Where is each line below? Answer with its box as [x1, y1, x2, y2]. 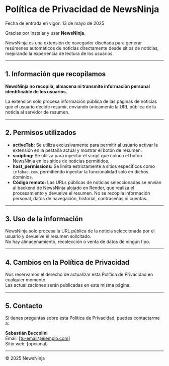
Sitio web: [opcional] [5, 341, 48, 346]
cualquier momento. [5, 277, 47, 283]
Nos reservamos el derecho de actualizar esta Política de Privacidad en [5, 271, 153, 278]
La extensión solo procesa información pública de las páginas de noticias [5, 98, 157, 104]
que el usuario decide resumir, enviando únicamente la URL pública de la [5, 103, 156, 109]
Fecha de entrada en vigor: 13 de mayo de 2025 [5, 20, 105, 26]
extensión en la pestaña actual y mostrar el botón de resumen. [12, 147, 142, 153]
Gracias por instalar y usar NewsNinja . [5, 30, 86, 36]
